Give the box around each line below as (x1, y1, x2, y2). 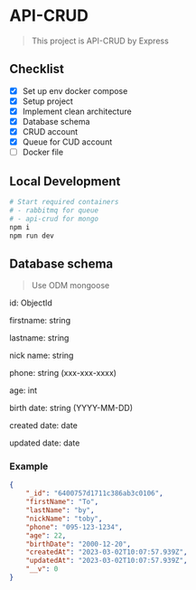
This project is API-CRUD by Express (31, 35, 169, 46)
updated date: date (9, 437, 80, 448)
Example (9, 460, 49, 473)
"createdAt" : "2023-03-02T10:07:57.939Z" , (25, 548, 188, 557)
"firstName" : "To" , (25, 498, 99, 507)
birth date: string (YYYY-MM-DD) (9, 403, 134, 414)
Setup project (22, 96, 74, 107)
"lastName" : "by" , (25, 506, 95, 515)
